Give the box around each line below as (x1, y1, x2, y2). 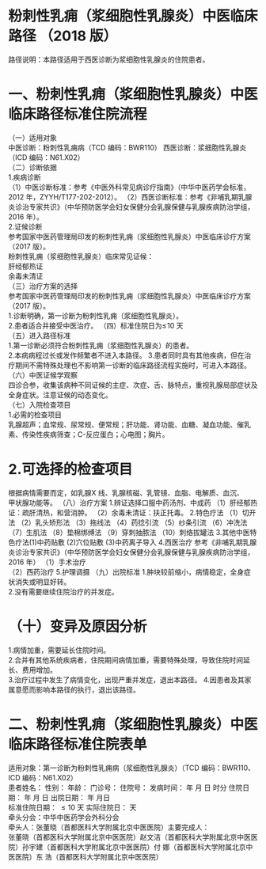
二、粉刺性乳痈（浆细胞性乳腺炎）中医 (8, 715, 259, 733)
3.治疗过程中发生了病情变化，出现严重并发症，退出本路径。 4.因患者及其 (8, 674, 245, 685)
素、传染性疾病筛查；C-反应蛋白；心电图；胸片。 (8, 429, 169, 439)
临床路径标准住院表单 (8, 735, 148, 753)
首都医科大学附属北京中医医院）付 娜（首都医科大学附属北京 (49, 842, 246, 852)
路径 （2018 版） (8, 27, 118, 45)
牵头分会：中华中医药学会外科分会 (8, 812, 120, 822)
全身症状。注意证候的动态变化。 (8, 389, 112, 400)
